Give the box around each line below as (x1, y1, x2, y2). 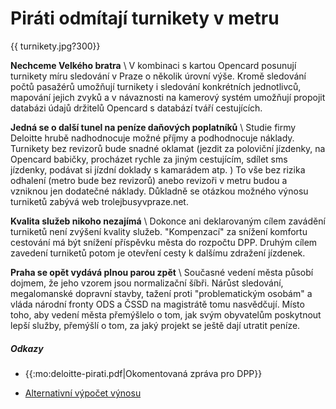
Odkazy (10, 342, 44, 354)
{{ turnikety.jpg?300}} (10, 40, 101, 52)
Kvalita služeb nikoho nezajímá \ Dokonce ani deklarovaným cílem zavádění (10, 215, 326, 227)
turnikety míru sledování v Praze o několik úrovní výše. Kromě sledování (10, 70, 307, 82)
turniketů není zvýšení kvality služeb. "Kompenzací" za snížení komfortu (10, 225, 308, 237)
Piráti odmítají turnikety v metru (10, 7, 280, 30)
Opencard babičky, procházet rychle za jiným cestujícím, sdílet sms (10, 153, 288, 165)
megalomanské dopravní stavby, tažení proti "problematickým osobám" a (10, 287, 313, 299)
